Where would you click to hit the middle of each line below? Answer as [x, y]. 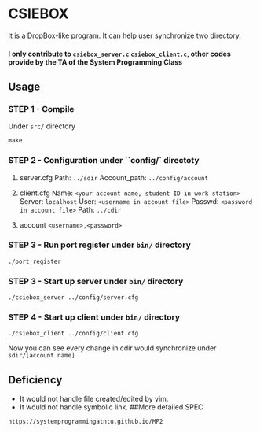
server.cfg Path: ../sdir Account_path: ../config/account [114, 177]
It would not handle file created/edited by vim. [94, 399]
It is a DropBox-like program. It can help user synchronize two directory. [125, 35]
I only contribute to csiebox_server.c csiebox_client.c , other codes [120, 54]
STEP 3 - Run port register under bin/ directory [99, 245]
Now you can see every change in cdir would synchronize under [112, 348]
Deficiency [35, 380]
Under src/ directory [42, 126]
